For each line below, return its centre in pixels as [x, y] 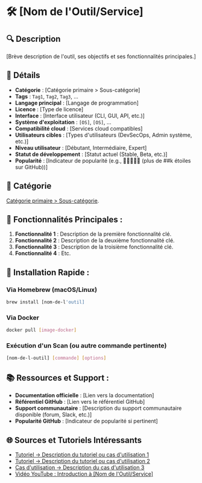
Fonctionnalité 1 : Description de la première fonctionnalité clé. [93, 234]
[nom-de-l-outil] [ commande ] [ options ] [56, 358]
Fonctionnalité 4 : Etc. [43, 253]
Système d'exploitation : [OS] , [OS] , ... [63, 122]
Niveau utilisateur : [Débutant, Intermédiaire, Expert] [81, 147]
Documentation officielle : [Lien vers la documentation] [84, 395]
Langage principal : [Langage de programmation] [77, 103]
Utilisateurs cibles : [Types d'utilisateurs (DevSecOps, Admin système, [103, 135]
